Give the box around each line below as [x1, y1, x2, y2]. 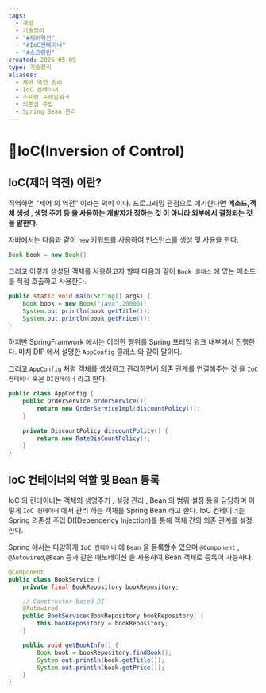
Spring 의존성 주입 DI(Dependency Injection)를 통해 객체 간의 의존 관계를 [8, 515, 238, 525]
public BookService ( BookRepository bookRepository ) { [22, 612, 204, 621]
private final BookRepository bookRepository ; [22, 582, 179, 591]
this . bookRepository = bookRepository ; [37, 620, 169, 628]
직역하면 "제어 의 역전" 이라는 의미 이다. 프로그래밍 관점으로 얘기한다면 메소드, [8, 198, 250, 208]
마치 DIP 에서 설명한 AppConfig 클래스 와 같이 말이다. [18, 347, 183, 356]
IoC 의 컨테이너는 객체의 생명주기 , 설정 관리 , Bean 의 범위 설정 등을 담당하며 [8, 495, 247, 505]
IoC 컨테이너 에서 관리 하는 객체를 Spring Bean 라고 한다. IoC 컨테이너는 [22, 505, 245, 515]
